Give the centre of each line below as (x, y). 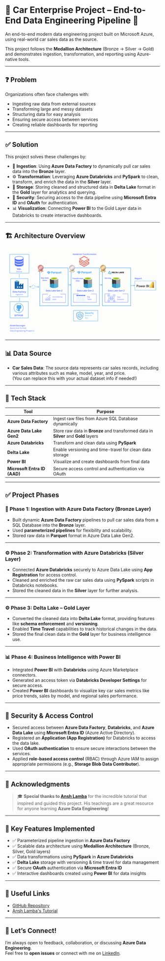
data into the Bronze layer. (39, 171)
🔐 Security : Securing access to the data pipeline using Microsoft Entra (84, 197)
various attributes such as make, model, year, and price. (69, 373)
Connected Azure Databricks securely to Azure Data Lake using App (82, 569)
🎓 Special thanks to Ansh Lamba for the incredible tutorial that (82, 796)
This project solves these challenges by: (46, 156)
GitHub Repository (31, 905)
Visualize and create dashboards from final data (101, 462)
